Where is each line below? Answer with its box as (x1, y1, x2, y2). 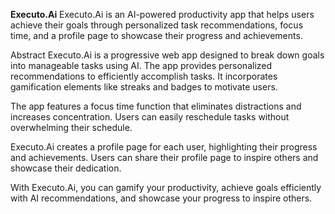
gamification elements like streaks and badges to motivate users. (10, 81, 278, 93)
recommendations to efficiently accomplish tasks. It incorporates (10, 70, 278, 82)
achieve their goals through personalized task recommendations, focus (10, 19, 304, 31)
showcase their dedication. (10, 162, 122, 174)
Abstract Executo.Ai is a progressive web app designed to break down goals (10, 49, 325, 61)
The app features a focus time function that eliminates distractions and (10, 100, 302, 112)
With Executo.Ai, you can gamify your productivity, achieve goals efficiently (10, 182, 322, 193)
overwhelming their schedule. (10, 122, 133, 133)
